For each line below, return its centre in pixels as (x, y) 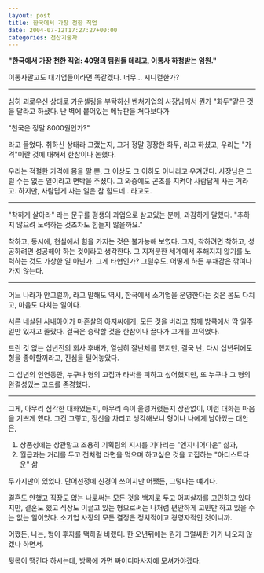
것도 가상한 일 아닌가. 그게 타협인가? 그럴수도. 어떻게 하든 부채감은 (130, 261)
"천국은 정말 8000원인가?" (49, 128)
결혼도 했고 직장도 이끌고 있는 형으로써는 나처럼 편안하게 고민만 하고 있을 (136, 508)
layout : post (29, 15)
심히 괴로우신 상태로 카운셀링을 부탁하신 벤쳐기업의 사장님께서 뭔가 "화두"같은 (127, 101)
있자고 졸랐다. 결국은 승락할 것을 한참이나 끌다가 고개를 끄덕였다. (121, 332)
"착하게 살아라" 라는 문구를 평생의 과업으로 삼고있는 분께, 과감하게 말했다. (120, 215)
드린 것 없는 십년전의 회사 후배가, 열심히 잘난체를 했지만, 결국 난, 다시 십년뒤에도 (130, 348)
